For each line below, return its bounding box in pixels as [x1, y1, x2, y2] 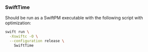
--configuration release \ [9, 38, 64, 44]
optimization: [5, 20, 31, 26]
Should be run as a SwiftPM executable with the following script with [5, 15, 143, 21]
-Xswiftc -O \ [9, 34, 38, 39]
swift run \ [5, 30, 29, 35]
